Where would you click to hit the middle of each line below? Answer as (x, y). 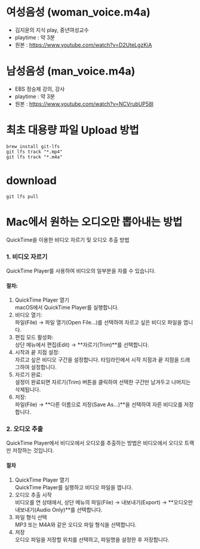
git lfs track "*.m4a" (34, 157)
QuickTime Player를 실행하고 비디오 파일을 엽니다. (74, 487)
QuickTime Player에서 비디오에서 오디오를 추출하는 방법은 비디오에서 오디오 (95, 443)
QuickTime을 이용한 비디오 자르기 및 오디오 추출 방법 (68, 240)
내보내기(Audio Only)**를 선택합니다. (59, 510)
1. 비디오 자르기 (27, 256)
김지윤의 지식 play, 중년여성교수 (52, 30)
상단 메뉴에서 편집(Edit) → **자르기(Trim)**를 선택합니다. (82, 345)
